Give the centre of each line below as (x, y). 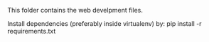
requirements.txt (32, 31)
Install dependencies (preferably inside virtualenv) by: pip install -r (104, 23)
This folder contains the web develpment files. (75, 10)
